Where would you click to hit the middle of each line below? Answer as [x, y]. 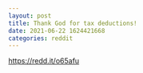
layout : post [30, 16]
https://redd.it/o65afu [44, 61]
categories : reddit [41, 38]
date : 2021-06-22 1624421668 [57, 30]
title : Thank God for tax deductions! [73, 23]
